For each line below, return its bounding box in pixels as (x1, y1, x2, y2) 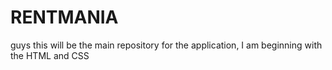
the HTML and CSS (10, 49, 90, 61)
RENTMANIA (10, 6, 119, 29)
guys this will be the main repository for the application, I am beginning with (10, 39, 323, 51)
